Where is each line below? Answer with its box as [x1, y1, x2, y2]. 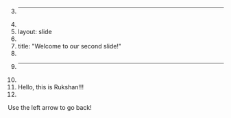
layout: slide [17, 28, 52, 35]
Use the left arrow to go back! [8, 104, 92, 111]
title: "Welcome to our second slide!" [17, 42, 122, 50]
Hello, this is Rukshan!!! [17, 83, 84, 91]
